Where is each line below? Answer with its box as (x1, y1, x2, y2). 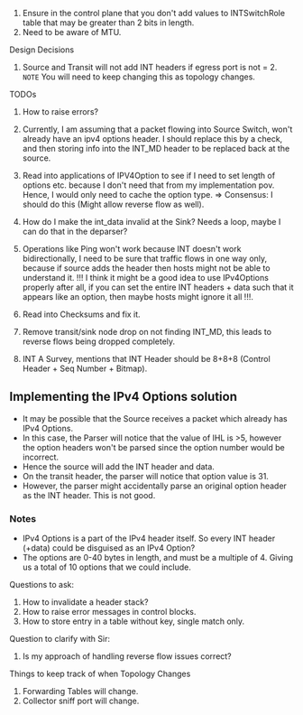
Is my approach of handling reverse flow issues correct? (22, 651, 232, 662)
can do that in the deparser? (22, 226, 128, 237)
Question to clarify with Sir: (9, 634, 111, 645)
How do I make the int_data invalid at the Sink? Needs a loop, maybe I (22, 217, 281, 227)
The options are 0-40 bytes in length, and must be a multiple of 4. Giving (22, 552, 294, 563)
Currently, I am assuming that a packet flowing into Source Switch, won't (22, 124, 293, 135)
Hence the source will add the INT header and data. (22, 460, 215, 472)
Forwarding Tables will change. (22, 686, 139, 697)
